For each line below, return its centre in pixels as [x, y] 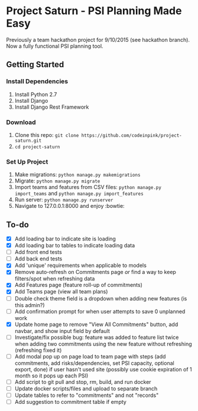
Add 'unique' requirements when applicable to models [80, 265]
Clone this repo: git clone [47, 135]
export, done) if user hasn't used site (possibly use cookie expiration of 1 [103, 369]
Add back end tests [38, 259]
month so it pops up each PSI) [51, 376]
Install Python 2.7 [36, 94]
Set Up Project [27, 162]
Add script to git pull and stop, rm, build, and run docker [83, 381]
